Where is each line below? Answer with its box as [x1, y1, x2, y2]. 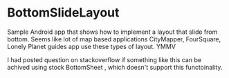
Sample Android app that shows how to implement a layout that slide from [7, 28, 218, 36]
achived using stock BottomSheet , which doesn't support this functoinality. [7, 63, 223, 71]
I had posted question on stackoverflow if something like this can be [7, 55, 202, 64]
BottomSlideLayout [7, 5, 120, 21]
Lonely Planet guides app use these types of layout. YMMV [7, 42, 176, 50]
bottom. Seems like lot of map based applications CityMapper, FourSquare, [7, 35, 221, 43]
